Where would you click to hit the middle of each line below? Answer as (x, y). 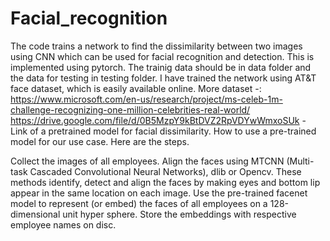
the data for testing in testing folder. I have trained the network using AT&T (163, 78)
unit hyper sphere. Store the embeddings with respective (179, 214)
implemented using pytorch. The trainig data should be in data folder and (161, 67)
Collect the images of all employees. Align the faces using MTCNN (147, 161)
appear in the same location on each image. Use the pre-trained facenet (159, 193)
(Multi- (300, 161)
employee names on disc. (63, 224)
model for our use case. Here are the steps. (100, 141)
